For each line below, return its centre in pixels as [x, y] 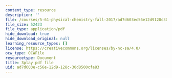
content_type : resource [31, 10]
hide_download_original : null [38, 39]
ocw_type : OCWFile [25, 53]
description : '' [23, 15]
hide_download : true [27, 34]
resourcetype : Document [31, 58]
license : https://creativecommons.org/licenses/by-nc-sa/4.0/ [73, 48]
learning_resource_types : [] [36, 44]
